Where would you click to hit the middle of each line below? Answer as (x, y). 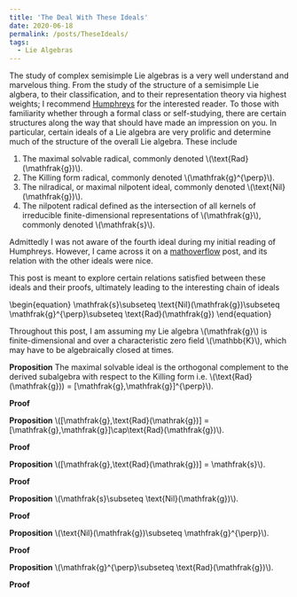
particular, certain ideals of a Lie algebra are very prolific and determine (140, 132)
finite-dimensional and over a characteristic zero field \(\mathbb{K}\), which (148, 341)
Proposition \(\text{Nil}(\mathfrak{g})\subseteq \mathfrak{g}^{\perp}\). (139, 533)
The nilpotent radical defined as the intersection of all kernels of (139, 206)
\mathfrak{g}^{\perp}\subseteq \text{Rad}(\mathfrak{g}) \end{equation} (141, 314)
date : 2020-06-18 (41, 26)
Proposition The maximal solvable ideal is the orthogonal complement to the (149, 367)
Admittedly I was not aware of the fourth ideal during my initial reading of (143, 242)
